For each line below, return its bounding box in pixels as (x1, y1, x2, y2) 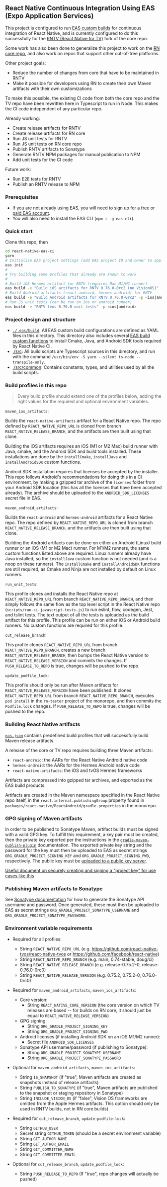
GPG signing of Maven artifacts (5, 815, 83, 822)
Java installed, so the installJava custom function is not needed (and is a (5, 556, 157, 562)
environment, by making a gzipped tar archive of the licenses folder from (5, 479, 156, 485)
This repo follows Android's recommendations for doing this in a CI (5, 474, 142, 480)
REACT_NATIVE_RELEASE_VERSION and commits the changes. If (5, 658, 127, 664)
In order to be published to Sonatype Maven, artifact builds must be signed (5, 826, 159, 832)
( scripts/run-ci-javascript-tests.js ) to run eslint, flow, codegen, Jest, (5, 606, 154, 613)
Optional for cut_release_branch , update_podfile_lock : (12, 1161, 124, 1167)
